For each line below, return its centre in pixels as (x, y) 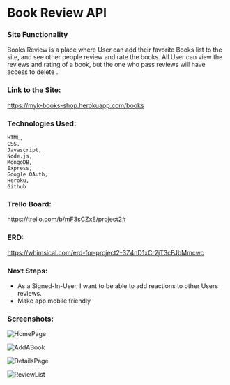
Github (17, 187)
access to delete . (33, 72)
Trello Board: (30, 204)
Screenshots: (31, 319)
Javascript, (24, 150)
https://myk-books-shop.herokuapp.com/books (76, 105)
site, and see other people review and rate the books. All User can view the (115, 57)
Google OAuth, (28, 175)
